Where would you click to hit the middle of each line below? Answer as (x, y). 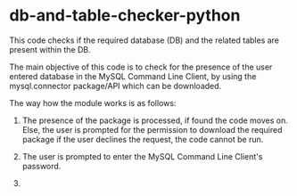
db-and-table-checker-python (125, 16)
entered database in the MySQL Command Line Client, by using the (133, 76)
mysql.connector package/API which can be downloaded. (115, 86)
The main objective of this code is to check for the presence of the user (141, 67)
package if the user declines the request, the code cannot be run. (143, 139)
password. (41, 166)
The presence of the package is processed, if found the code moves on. (155, 120)
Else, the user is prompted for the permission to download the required (152, 129)
